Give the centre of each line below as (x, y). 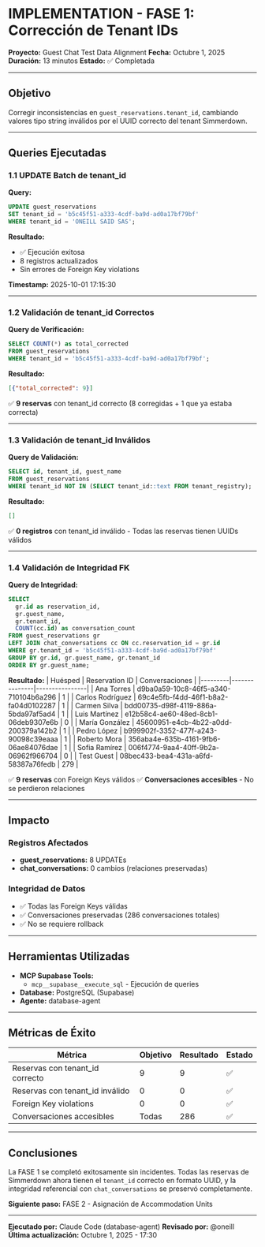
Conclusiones (43, 1153)
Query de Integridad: (43, 584)
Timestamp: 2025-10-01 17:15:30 (62, 285)
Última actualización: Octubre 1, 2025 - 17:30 (83, 1235)
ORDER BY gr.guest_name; (49, 665)
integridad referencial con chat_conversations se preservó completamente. (131, 1189)
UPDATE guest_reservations (52, 207)
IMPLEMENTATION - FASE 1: (101, 14)
